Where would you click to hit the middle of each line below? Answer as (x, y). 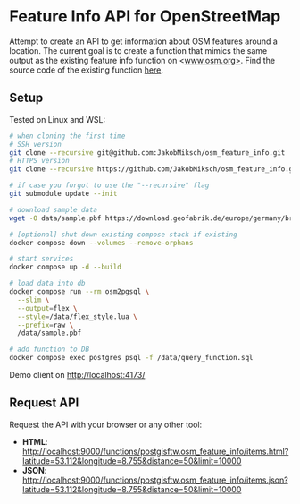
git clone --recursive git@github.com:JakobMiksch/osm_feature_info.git (147, 153)
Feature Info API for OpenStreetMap (145, 17)
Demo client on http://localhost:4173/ (77, 375)
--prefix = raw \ (46, 325)
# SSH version (36, 144)
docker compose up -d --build (66, 267)
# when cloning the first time (67, 136)
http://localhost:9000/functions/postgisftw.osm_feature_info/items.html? (155, 451)
